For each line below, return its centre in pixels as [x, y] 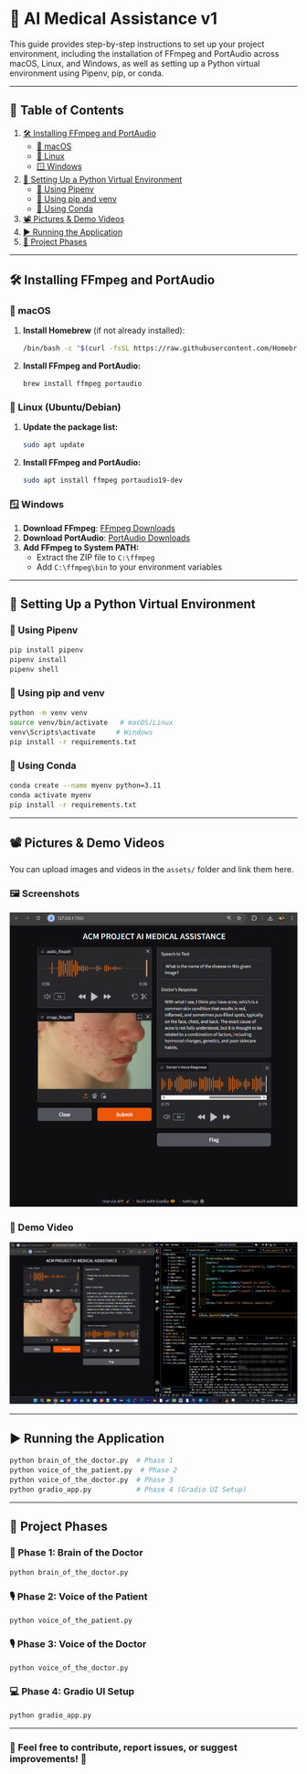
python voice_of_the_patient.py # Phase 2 [94, 1470]
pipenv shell [34, 669]
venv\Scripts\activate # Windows [81, 732]
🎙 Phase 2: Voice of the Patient [79, 1597]
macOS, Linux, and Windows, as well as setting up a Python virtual [135, 63]
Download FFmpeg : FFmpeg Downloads [99, 528]
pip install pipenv [47, 650]
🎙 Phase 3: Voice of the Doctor [78, 1644]
